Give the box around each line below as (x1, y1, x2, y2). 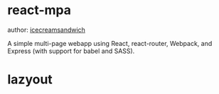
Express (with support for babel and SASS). (7, 47, 135, 55)
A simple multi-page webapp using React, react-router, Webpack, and (7, 39, 213, 47)
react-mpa (7, 2, 72, 18)
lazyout (7, 71, 53, 88)
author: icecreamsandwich (7, 25, 85, 34)
